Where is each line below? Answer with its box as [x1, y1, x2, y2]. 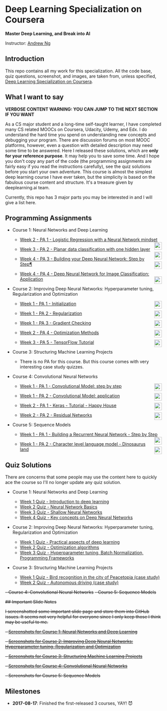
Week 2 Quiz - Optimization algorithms [19, 544, 99, 551]
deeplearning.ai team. [5, 184, 50, 190]
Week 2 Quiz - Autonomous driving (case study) [19, 580, 119, 586]
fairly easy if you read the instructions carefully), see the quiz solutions [5, 163, 151, 169]
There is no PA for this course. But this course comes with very [19, 358, 149, 364]
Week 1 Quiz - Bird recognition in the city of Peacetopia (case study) [19, 574, 160, 581]
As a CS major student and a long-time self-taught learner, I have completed [5, 121, 162, 127]
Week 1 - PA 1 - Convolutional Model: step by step [19, 383, 122, 389]
